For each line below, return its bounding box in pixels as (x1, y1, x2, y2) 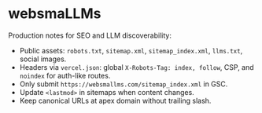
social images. (19, 54, 67, 64)
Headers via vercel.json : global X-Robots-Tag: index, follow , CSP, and (19, 62, 254, 71)
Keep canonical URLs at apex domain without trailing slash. (19, 96, 212, 105)
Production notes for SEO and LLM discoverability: (8, 31, 172, 40)
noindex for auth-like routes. (19, 71, 111, 80)
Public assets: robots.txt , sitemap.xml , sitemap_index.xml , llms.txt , (19, 46, 243, 55)
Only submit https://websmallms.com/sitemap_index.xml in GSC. (19, 79, 228, 89)
